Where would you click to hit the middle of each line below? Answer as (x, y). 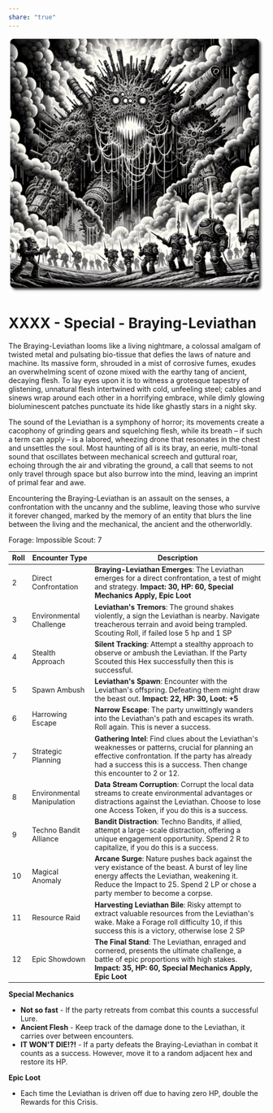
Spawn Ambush (58, 690)
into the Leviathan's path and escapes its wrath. (174, 719)
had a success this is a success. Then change (171, 764)
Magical (45, 872)
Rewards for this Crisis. (59, 1102)
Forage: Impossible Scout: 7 (55, 540)
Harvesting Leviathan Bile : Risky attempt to (168, 904)
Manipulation (54, 802)
